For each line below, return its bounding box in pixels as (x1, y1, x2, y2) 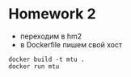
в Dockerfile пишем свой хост (19, 39, 123, 49)
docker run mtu (8, 62, 60, 71)
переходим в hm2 (19, 31, 82, 41)
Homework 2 (8, 5, 96, 23)
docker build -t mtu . (8, 55, 85, 63)
